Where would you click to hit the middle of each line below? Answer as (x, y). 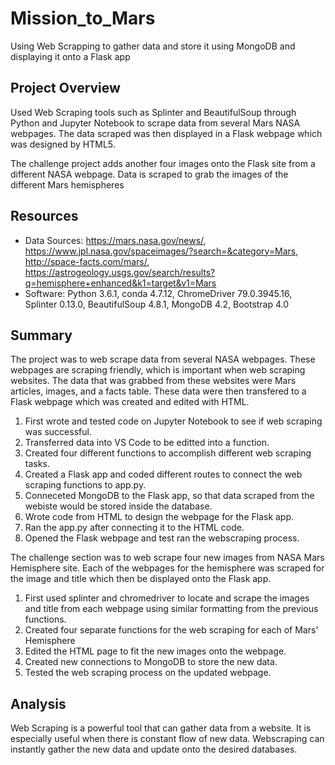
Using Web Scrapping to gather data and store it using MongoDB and (153, 46)
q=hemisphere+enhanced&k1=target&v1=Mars (120, 283)
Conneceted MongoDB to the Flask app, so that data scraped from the (169, 496)
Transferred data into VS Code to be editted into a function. (147, 443)
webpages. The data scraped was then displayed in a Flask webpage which (166, 133)
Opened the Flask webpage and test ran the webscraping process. (162, 538)
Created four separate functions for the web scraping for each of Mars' (171, 630)
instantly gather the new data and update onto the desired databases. (154, 749)
